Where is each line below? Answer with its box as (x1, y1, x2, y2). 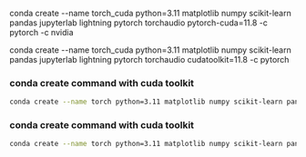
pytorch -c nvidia (9, 27, 74, 37)
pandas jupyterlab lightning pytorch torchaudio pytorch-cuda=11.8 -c (9, 17, 269, 28)
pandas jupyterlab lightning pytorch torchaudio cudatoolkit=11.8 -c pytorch (9, 54, 290, 64)
